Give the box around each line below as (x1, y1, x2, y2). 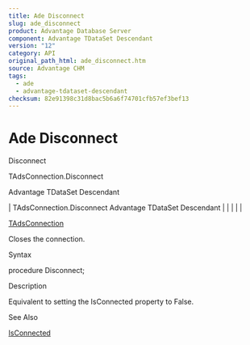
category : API (8, 49, 56, 57)
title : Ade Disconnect (8, 11, 85, 20)
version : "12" (8, 42, 56, 50)
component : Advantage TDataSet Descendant (8, 34, 153, 43)
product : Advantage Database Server (8, 27, 131, 35)
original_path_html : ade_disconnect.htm (8, 57, 147, 65)
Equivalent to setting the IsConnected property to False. (8, 297, 194, 307)
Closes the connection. (8, 234, 85, 244)
